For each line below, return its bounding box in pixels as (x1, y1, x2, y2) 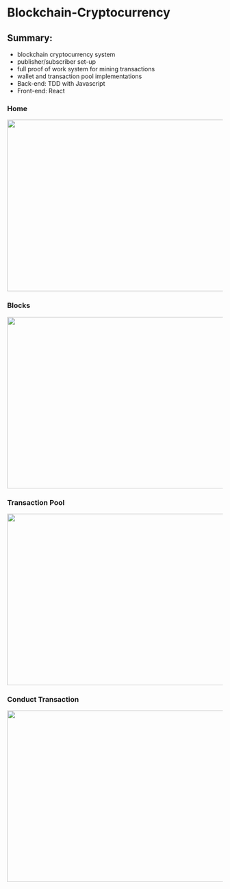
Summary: (7, 32, 53, 44)
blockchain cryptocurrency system (16, 50, 116, 58)
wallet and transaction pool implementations (16, 72, 142, 80)
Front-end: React (16, 87, 65, 95)
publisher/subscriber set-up (16, 58, 97, 66)
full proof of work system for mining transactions (16, 65, 155, 73)
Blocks (7, 300, 31, 310)
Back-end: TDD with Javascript (16, 80, 105, 87)
